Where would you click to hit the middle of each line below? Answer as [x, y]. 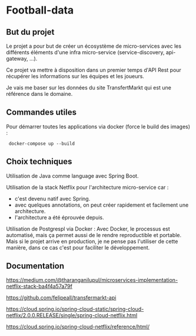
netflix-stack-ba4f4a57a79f [39, 287]
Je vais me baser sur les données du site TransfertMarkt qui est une [89, 88]
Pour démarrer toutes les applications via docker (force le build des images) [98, 127]
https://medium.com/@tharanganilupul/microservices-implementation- [92, 280]
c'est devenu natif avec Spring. [52, 198]
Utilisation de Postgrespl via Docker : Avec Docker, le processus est [88, 229]
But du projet [30, 32]
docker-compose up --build [42, 144]
